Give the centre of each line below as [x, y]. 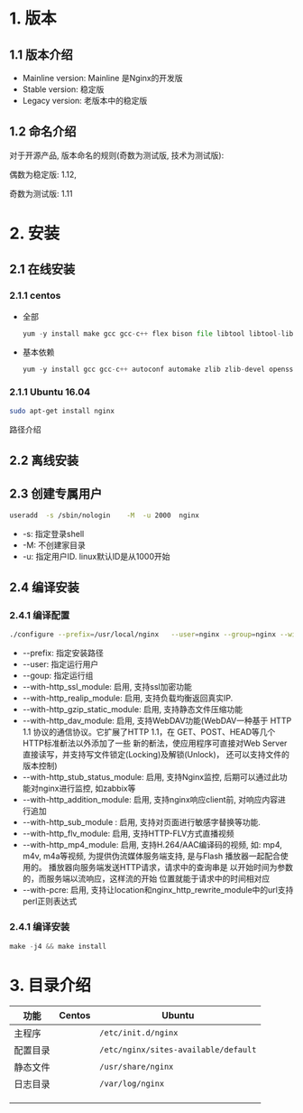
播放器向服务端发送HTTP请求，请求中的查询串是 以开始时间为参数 [171, 867]
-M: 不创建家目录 [54, 545]
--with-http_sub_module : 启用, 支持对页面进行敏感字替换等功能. [142, 822]
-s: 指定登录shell [53, 533]
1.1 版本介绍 [41, 55]
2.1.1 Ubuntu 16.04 [50, 392]
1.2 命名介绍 [43, 132]
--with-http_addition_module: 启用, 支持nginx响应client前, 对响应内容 [150, 800]
